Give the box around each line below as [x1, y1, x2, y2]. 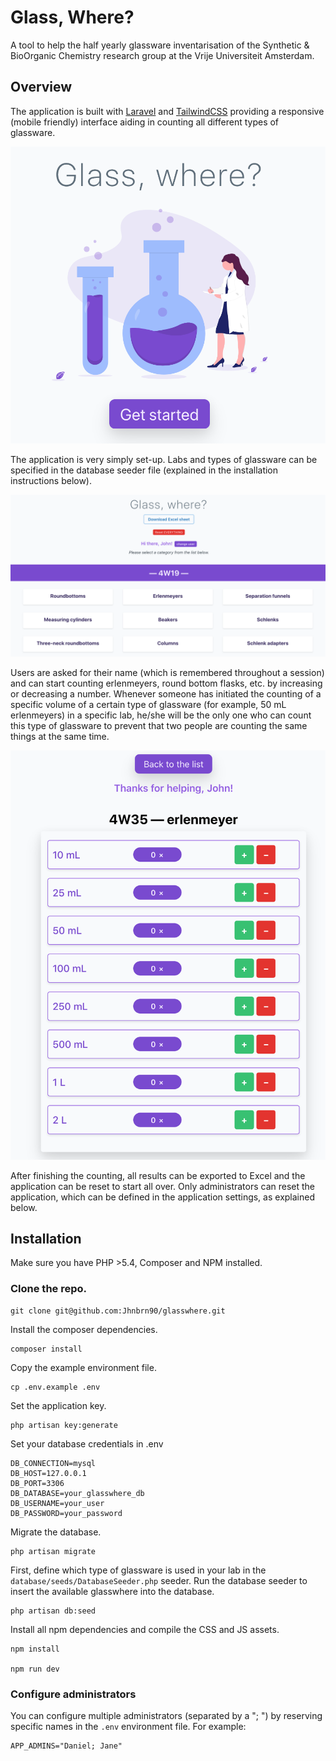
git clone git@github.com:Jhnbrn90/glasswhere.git [10, 1306, 226, 1316]
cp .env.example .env [10, 1382, 101, 1392]
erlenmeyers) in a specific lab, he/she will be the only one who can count [10, 709, 312, 721]
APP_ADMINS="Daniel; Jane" [10, 1741, 123, 1751]
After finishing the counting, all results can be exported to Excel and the [10, 1169, 306, 1181]
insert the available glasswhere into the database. [10, 1585, 215, 1597]
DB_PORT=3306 [10, 1478, 65, 1488]
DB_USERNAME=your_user [10, 1498, 105, 1508]
